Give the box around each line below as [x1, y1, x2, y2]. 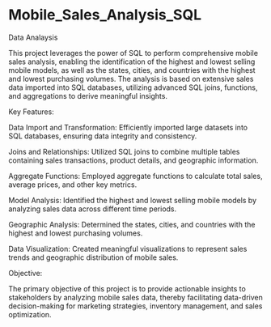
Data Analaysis [8, 32, 58, 42]
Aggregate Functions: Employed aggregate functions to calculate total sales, [8, 171, 263, 180]
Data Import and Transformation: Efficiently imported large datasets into [8, 122, 248, 132]
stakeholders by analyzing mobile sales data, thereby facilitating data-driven [8, 292, 263, 302]
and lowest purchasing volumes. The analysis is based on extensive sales [8, 74, 254, 83]
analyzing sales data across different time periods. [8, 204, 177, 214]
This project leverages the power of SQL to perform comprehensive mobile [8, 48, 259, 57]
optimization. [8, 309, 52, 319]
